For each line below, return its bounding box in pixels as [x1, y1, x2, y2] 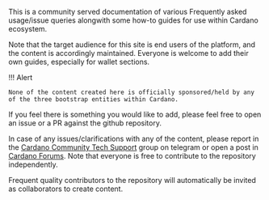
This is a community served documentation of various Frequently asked [8, 7, 247, 16]
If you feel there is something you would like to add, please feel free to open [8, 109, 262, 119]
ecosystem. [8, 24, 48, 33]
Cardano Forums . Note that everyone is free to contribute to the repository [8, 151, 256, 160]
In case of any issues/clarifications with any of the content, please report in [8, 134, 259, 143]
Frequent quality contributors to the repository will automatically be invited [8, 176, 257, 185]
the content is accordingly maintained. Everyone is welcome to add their [8, 49, 249, 57]
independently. [8, 160, 58, 169]
